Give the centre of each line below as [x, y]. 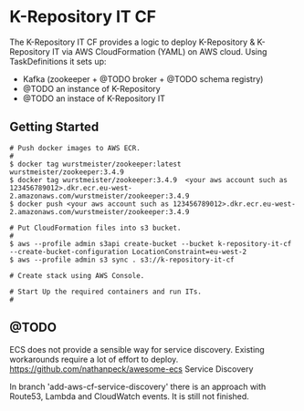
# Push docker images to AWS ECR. [75, 148]
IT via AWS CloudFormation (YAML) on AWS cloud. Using [159, 51]
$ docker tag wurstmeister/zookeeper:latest [95, 164]
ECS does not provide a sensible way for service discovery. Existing [137, 349]
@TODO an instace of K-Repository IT [94, 98]
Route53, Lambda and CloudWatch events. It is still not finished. [129, 396]
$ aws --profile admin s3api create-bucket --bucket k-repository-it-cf [151, 243]
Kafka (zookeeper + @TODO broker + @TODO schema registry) [143, 78]
